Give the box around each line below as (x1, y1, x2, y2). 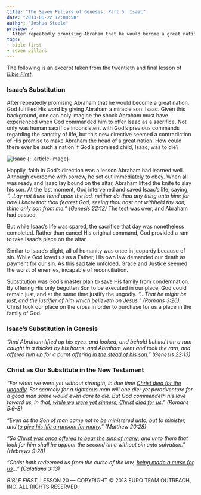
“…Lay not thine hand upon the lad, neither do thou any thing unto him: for (7, 192, 190, 199)
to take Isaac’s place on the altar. (7, 236, 88, 243)
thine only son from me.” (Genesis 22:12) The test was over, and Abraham (7, 205, 188, 212)
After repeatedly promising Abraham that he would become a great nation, (7, 99, 190, 107)
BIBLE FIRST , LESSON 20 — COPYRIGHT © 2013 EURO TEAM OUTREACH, (7, 476, 191, 484)
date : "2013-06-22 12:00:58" (7, 14, 79, 20)
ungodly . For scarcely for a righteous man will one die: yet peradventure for (7, 385, 193, 393)
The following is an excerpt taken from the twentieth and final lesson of (7, 64, 182, 71)
